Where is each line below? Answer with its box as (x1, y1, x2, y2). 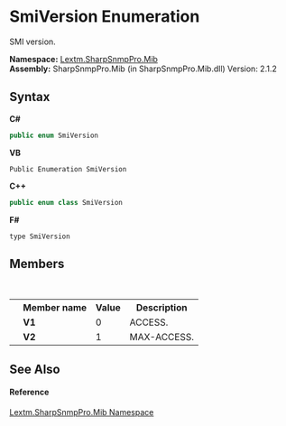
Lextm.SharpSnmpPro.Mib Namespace (9, 406, 154, 417)
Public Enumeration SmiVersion (9, 164, 127, 173)
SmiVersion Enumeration (9, 6, 200, 27)
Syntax (9, 89, 51, 105)
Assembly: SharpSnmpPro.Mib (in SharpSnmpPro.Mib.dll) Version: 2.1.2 (9, 63, 277, 74)
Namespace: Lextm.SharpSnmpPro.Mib (9, 53, 158, 64)
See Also (9, 361, 60, 376)
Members (9, 255, 65, 272)
